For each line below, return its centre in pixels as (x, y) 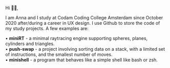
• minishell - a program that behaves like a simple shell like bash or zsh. (81, 60)
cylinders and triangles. (30, 44)
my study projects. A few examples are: (47, 28)
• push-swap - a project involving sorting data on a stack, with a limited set (85, 49)
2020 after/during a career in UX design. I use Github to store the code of (83, 23)
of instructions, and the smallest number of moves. (59, 54)
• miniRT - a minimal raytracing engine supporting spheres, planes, (77, 38)
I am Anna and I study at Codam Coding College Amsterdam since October (84, 18)
